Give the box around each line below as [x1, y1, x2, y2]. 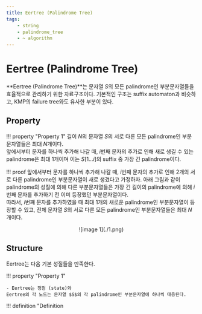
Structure [6, 243, 43, 253]
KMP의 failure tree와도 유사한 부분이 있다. [14, 98, 114, 105]
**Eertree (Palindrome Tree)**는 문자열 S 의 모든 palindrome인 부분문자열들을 [6, 83, 194, 90]
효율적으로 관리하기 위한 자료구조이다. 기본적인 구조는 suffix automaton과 [6, 91, 180, 98]
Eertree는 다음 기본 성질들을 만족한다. [6, 260, 95, 267]
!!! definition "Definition [6, 302, 64, 309]
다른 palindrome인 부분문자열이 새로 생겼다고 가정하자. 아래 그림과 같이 [12, 175, 181, 183]
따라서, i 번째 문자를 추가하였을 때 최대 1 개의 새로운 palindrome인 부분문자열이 [6, 198, 189, 206]
